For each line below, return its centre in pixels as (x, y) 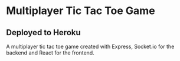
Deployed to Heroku (43, 33)
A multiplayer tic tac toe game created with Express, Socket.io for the (90, 46)
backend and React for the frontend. (50, 53)
